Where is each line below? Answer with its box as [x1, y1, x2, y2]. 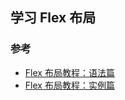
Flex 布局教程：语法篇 [24, 66, 115, 78]
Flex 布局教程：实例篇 [24, 79, 115, 91]
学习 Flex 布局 [10, 9, 97, 27]
